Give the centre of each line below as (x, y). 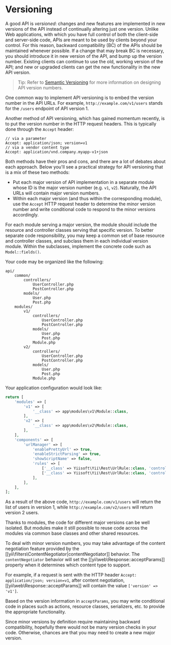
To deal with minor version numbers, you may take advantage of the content (85, 543)
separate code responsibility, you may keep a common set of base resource (85, 235)
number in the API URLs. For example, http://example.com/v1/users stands (84, 103)
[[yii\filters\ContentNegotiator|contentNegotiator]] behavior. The (73, 554)
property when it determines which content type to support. (68, 565)
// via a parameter (26, 138)
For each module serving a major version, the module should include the (81, 224)
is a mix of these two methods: (37, 172)
